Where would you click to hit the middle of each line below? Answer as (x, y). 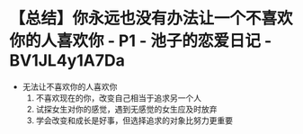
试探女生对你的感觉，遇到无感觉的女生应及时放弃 (126, 109)
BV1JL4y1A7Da (67, 61)
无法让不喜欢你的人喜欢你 (70, 86)
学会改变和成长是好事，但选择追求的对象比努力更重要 (134, 120)
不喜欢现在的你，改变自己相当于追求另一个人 (119, 98)
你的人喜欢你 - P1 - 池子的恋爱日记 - (141, 41)
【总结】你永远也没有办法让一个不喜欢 (151, 18)
